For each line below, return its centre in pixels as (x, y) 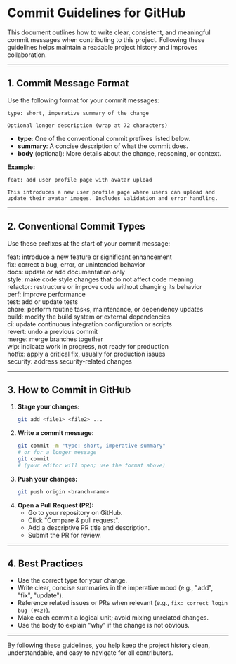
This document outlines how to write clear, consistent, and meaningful (109, 32)
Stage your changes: (48, 407)
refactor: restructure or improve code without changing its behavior (105, 286)
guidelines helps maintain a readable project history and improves (103, 47)
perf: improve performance (46, 294)
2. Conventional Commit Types (76, 226)
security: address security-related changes (70, 361)
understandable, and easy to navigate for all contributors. (90, 653)
